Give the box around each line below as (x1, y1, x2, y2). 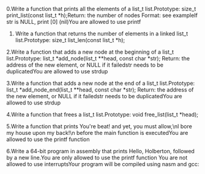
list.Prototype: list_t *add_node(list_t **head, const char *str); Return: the (6, 55, 190, 62)
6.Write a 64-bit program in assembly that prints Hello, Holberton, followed (6, 148, 195, 154)
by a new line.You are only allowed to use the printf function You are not (6, 154, 188, 161)
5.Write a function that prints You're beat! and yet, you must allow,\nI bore (6, 123, 193, 130)
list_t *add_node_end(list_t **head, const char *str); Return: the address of (6, 86, 194, 93)
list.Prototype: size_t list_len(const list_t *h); (15, 37, 125, 43)
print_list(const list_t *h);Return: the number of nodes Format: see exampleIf (6, 12, 198, 19)
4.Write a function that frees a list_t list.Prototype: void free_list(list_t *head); (6, 111, 199, 118)
